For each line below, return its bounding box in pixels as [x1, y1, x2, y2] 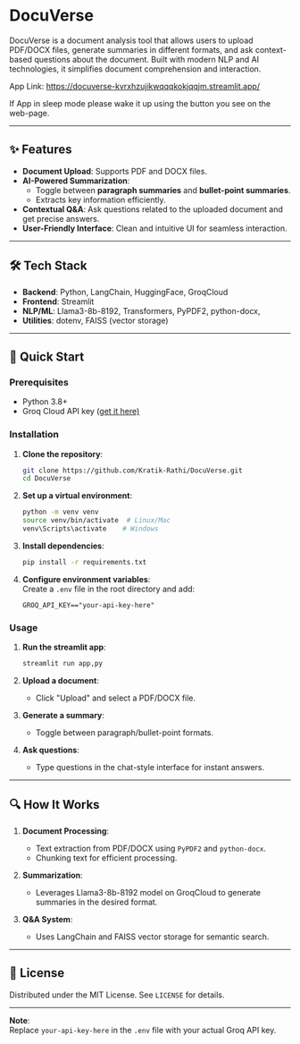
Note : [9, 1014, 30, 1025]
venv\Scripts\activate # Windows [21, 524, 159, 533]
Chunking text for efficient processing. [35, 852, 178, 863]
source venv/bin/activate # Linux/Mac [21, 516, 171, 525]
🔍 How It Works [9, 797, 100, 812]
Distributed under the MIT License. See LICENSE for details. [9, 989, 225, 1000]
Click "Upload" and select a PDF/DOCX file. [35, 692, 196, 703]
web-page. [9, 107, 50, 118]
